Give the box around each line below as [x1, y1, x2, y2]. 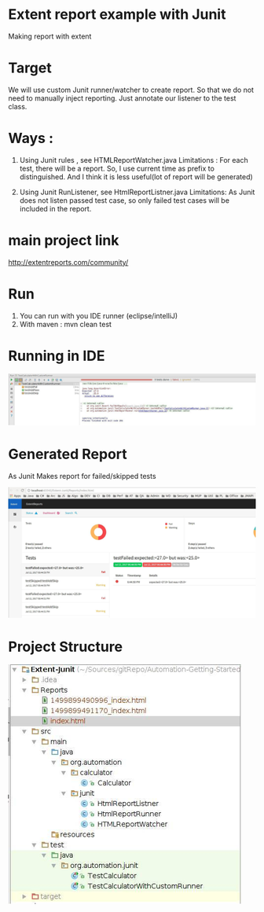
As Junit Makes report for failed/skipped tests [8, 471, 156, 480]
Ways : [8, 130, 53, 147]
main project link [8, 232, 119, 249]
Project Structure [8, 638, 123, 656]
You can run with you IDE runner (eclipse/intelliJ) [19, 311, 178, 320]
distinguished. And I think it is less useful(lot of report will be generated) [19, 171, 253, 182]
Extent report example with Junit [8, 6, 226, 24]
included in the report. [19, 204, 92, 213]
